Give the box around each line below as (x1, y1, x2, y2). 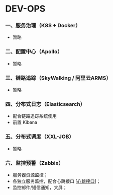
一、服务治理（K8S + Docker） (5, 22, 81, 29)
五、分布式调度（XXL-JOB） (5, 133, 74, 140)
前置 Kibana (12, 119, 38, 125)
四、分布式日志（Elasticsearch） (5, 101, 85, 107)
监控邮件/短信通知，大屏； (12, 184, 67, 190)
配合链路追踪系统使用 (12, 113, 57, 119)
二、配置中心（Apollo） (5, 48, 63, 55)
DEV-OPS (5, 3, 46, 15)
